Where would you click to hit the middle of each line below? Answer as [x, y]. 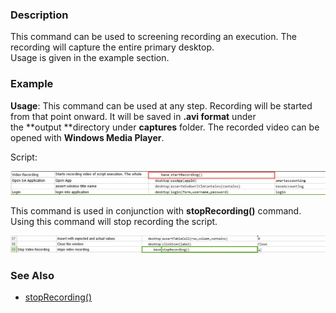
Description [39, 15]
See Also [32, 275]
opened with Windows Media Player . [87, 137]
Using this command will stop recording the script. [114, 222]
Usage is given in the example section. [90, 58]
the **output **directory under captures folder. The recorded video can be [165, 127]
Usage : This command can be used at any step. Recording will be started [161, 105]
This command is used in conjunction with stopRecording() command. [156, 211]
